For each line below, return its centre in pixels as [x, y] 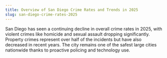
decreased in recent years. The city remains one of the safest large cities [81, 44]
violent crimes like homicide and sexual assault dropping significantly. [77, 34]
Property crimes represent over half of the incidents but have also [73, 39]
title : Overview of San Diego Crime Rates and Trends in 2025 [72, 10]
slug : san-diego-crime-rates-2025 [41, 14]
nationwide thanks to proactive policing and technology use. [68, 50]
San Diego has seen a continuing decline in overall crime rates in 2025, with [84, 28]
